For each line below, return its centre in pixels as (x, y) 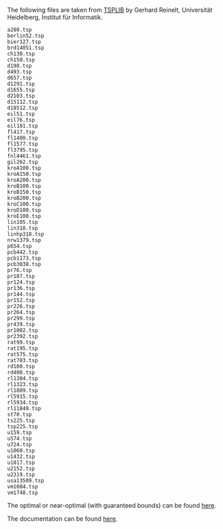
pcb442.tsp (23, 252)
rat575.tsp (23, 354)
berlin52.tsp (26, 36)
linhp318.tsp (26, 234)
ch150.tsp (21, 60)
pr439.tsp (21, 324)
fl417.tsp (21, 132)
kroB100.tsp (24, 186)
